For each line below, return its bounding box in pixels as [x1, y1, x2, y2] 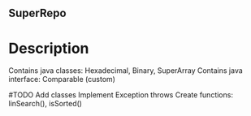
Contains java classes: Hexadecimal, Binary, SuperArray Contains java [8, 66, 244, 75]
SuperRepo [8, 6, 67, 20]
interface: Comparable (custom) [8, 75, 116, 84]
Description [8, 39, 89, 58]
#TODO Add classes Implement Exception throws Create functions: [8, 90, 234, 100]
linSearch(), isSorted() [8, 99, 83, 109]
